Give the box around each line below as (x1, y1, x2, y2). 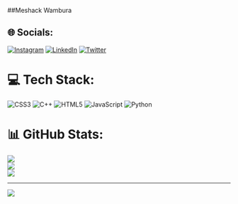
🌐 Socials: (7, 26, 54, 38)
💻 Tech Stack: (7, 72, 95, 87)
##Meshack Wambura (7, 6, 72, 14)
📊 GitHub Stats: (7, 126, 104, 142)
